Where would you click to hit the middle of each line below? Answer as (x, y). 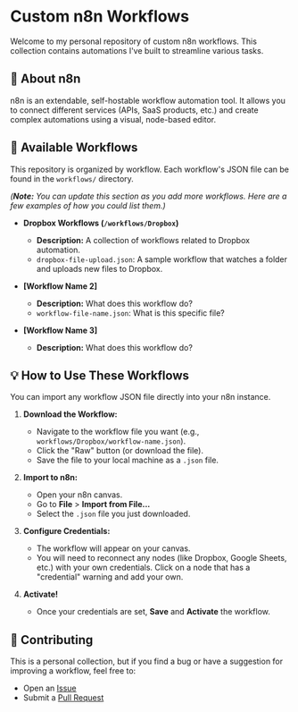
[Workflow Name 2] (60, 286)
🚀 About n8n (46, 79)
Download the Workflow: (70, 414)
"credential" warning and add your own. (110, 577)
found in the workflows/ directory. (72, 178)
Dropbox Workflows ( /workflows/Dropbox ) (101, 223)
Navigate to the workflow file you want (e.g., (118, 432)
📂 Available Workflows (74, 148)
